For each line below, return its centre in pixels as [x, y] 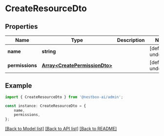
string [49, 51]
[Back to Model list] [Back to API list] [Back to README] [61, 129]
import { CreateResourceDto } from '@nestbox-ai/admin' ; [64, 97]
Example [19, 86]
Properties [21, 27]
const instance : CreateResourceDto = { [46, 106]
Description [131, 40]
